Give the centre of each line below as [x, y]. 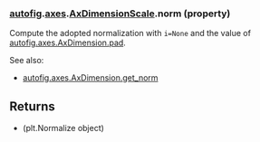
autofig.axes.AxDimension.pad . [68, 43]
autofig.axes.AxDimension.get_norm [90, 78]
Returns [33, 106]
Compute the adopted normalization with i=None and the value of [130, 33]
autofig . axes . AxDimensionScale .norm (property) [120, 14]
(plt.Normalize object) [63, 128]
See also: [27, 61]
